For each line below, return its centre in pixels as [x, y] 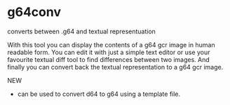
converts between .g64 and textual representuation [82, 31]
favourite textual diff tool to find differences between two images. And [109, 59]
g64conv [34, 12]
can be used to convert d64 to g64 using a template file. [99, 94]
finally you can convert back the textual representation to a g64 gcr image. [115, 67]
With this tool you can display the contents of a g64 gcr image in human [111, 45]
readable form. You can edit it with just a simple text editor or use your [109, 52]
